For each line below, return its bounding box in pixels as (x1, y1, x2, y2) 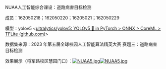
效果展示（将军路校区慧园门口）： (5, 58, 73, 64)
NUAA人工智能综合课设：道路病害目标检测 (5, 4, 92, 10)
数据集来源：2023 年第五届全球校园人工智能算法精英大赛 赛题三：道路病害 (5, 41, 158, 47)
